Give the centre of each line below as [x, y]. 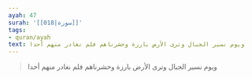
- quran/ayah [30, 37]
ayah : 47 [22, 15]
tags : [17, 30]
